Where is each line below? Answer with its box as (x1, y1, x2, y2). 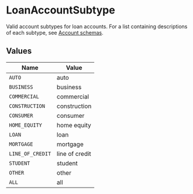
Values (6, 46, 32, 56)
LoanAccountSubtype (6, 4, 115, 17)
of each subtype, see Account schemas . (6, 29, 104, 36)
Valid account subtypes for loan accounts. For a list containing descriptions (6, 23, 188, 30)
